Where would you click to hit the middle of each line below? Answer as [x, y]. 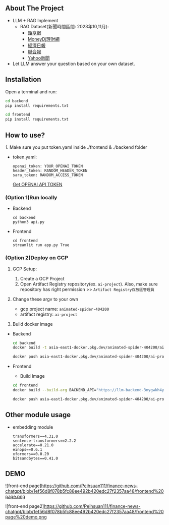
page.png [15, 497]
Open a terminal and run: [31, 92]
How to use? [25, 135]
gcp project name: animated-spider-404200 [65, 309]
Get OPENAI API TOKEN [37, 184]
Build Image [32, 376]
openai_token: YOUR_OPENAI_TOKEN [48, 166]
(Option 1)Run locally [31, 197]
